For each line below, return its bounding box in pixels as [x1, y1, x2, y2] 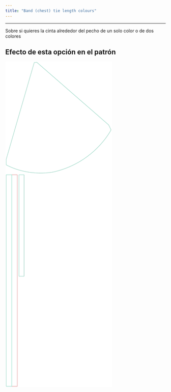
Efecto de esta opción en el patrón [5, 48, 116, 57]
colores [5, 33, 21, 39]
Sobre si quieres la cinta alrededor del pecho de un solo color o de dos [5, 27, 154, 34]
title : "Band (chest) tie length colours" [5, 8, 97, 13]
